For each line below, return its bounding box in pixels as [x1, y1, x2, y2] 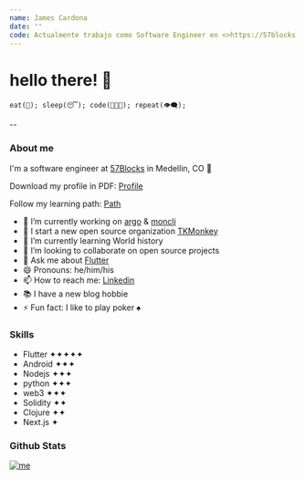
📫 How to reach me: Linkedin [22, 275, 135, 286]
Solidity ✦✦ [22, 397, 68, 408]
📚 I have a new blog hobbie [22, 288, 129, 299]
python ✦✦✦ [22, 378, 72, 389]
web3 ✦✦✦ [22, 387, 67, 398]
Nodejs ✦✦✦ [22, 368, 73, 379]
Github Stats [9, 439, 67, 452]
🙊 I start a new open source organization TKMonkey [22, 225, 219, 236]
